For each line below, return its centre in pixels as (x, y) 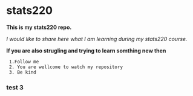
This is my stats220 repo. (39, 27)
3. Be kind (22, 72)
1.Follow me (24, 62)
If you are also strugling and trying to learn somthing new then (86, 50)
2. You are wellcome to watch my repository (66, 67)
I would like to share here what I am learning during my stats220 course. (97, 39)
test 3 (15, 87)
